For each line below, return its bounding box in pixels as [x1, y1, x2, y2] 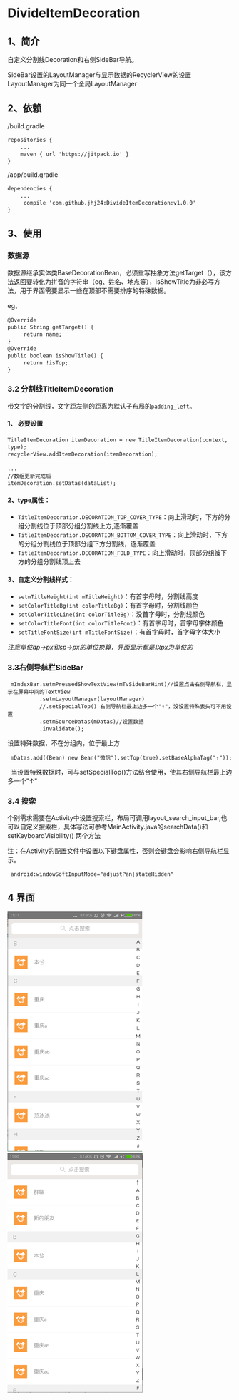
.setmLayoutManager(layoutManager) [39, 695, 145, 702]
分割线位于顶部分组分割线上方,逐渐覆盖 [24, 522, 139, 531]
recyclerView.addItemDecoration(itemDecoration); [7, 451, 158, 458]
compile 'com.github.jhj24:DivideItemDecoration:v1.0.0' [23, 199, 196, 206]
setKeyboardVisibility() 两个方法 [7, 832, 101, 839]
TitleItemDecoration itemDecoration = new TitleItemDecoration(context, [7, 436, 228, 444]
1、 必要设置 [7, 419, 44, 428]
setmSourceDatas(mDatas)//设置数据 [42, 718, 144, 725]
